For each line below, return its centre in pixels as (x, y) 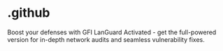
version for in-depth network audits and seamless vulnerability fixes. (106, 39)
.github (29, 13)
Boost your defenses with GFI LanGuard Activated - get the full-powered (112, 32)
